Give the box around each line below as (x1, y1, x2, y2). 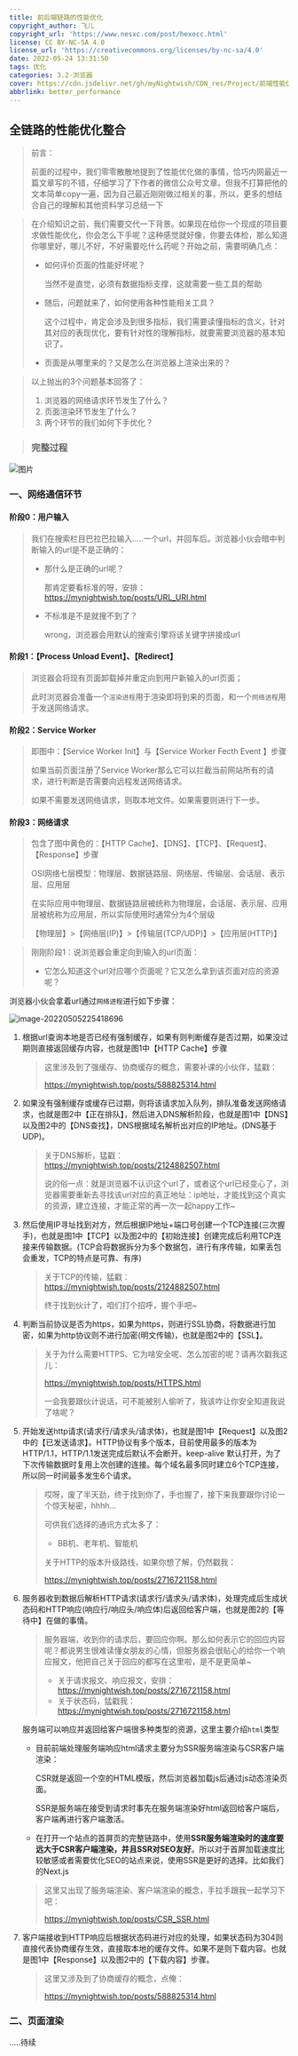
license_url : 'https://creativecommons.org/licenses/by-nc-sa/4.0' (9, 46, 264, 55)
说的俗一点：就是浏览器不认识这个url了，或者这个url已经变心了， (43, 1179, 281, 1189)
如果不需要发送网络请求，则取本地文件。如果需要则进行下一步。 (30, 795, 264, 806)
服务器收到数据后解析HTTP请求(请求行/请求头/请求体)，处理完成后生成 (21, 1593, 280, 1604)
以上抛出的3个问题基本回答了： (30, 377, 145, 387)
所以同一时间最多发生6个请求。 (21, 1471, 137, 1481)
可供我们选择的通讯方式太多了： (43, 1520, 161, 1530)
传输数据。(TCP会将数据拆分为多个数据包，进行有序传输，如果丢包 (37, 1242, 282, 1252)
